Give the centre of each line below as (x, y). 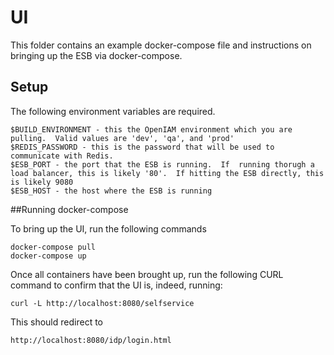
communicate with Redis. (62, 156)
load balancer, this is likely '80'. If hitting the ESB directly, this (167, 173)
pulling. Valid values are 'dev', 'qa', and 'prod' (122, 138)
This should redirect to (56, 322)
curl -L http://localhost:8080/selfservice (102, 303)
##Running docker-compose (69, 209)
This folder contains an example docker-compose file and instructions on (161, 45)
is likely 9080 (42, 182)
